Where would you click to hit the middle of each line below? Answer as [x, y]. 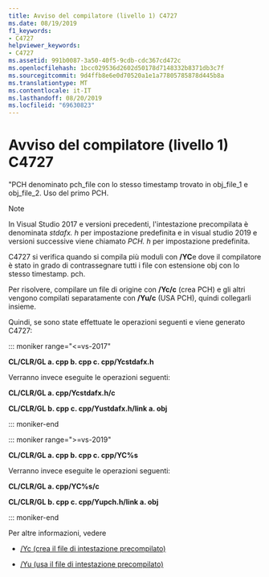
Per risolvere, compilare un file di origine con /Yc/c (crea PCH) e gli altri [127, 289]
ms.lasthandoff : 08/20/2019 [55, 98]
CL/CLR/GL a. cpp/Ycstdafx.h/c [62, 393]
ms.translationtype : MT [48, 83]
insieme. [22, 307]
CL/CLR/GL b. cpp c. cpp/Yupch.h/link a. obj [84, 502]
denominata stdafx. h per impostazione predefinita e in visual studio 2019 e [133, 233]
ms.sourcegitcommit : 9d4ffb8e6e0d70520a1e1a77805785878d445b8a [116, 76]
